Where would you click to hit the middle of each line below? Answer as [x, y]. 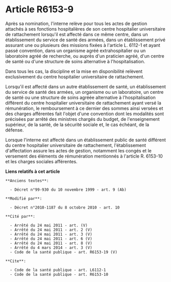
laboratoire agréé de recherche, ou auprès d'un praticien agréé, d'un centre [85, 56]
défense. [15, 130]
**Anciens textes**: [27, 181]
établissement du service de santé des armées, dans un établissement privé [86, 40]
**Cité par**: [20, 216]
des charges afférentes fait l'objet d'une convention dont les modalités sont [85, 114]
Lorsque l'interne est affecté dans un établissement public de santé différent [86, 140]
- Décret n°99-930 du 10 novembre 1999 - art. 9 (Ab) [68, 190]
